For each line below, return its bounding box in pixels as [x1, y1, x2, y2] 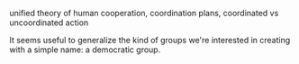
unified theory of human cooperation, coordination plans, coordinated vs [9, 8, 279, 18]
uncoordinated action [9, 17, 89, 28]
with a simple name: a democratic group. [9, 44, 161, 55]
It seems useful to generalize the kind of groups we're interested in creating [9, 35, 291, 45]
